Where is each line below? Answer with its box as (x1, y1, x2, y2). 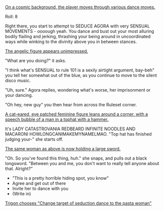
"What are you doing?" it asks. (5, 58, 67, 63)
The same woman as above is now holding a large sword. (5, 146, 121, 151)
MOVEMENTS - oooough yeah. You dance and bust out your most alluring (5, 28, 154, 34)
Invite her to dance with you (12, 186, 69, 191)
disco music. (5, 78, 31, 83)
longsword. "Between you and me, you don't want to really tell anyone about (5, 161, 160, 166)
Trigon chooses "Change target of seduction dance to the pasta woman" (5, 200, 152, 206)
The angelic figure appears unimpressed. (5, 48, 88, 54)
